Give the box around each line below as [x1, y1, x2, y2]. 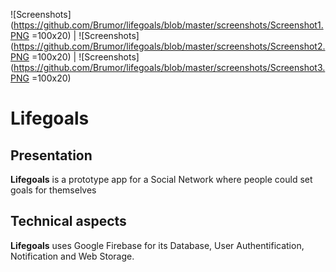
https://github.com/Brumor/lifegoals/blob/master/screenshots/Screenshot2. [13, 40, 326, 52]
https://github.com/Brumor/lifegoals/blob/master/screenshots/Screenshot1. [13, 19, 324, 31]
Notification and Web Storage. [10, 250, 135, 262]
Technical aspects [10, 213, 127, 230]
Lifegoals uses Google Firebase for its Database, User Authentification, [10, 239, 305, 251]
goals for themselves [10, 184, 97, 196]
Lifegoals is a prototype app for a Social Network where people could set [10, 174, 313, 185]
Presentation [10, 147, 93, 164]
